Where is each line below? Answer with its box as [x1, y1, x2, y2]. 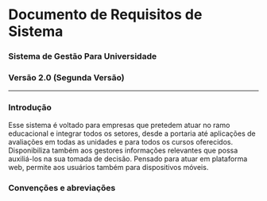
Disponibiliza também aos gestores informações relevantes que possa [8, 145, 238, 155]
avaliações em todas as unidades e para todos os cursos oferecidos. [8, 137, 233, 146]
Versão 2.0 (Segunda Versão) [8, 72, 125, 83]
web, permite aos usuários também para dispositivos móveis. [8, 162, 209, 172]
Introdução [8, 102, 52, 113]
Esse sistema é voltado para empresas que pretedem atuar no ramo [8, 120, 230, 129]
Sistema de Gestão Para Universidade [8, 51, 157, 62]
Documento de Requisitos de [8, 6, 203, 24]
